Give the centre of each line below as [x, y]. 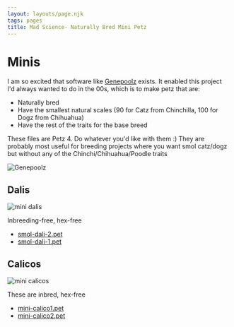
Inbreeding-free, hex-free [45, 220]
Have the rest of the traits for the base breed [82, 125]
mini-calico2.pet [41, 316]
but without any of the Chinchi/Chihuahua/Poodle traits [87, 154]
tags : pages [25, 20]
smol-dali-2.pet [40, 234]
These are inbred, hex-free [47, 295]
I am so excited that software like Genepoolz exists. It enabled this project [115, 81]
